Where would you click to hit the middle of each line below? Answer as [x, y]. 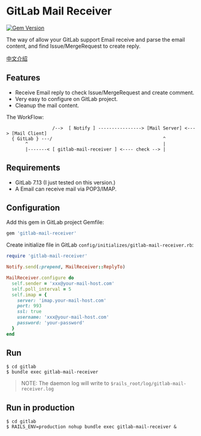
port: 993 [30, 306]
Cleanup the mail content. [47, 105]
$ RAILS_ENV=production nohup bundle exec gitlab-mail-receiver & [91, 427]
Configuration [33, 208]
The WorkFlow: [25, 117]
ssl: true [30, 312]
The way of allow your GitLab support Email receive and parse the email [96, 39]
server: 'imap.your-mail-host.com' [62, 301]
